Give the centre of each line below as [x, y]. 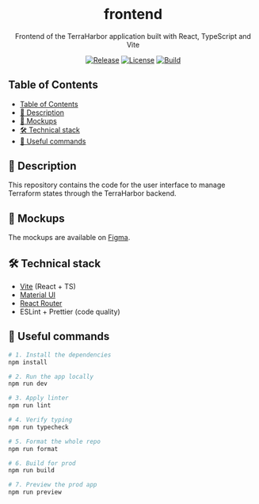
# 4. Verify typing [40, 420]
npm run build [32, 471]
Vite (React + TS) [48, 286]
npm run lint [30, 406]
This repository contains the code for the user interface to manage [117, 185]
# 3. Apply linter [38, 398]
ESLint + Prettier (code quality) [70, 311]
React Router [41, 303]
